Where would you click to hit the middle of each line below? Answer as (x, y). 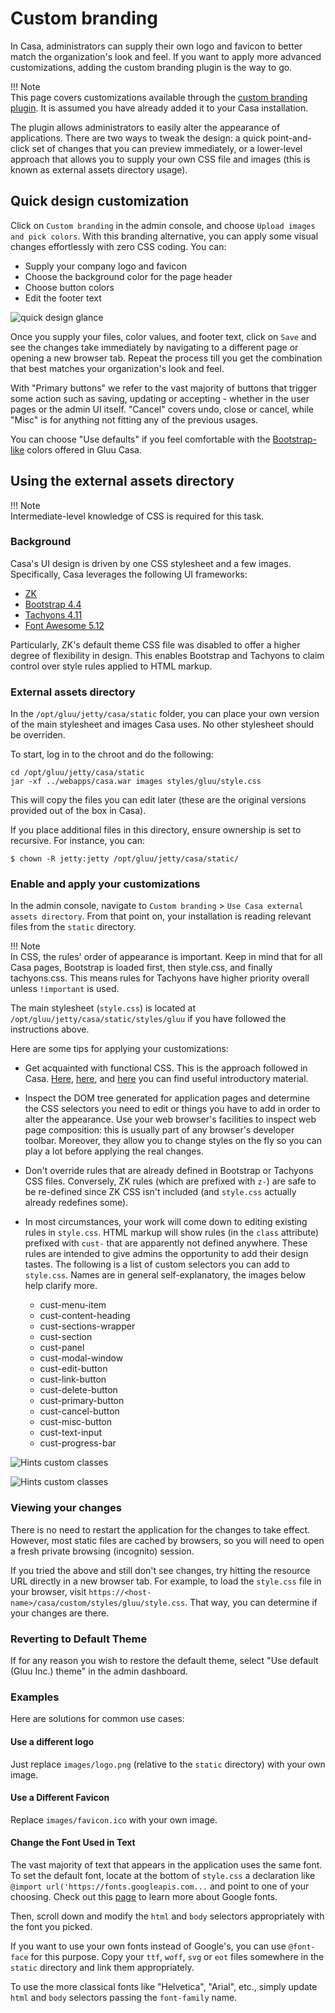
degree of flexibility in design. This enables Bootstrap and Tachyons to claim (167, 655)
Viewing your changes (66, 1508)
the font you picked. (51, 1926)
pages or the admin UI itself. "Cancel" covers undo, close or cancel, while (162, 409)
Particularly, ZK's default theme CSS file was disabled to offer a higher (155, 644)
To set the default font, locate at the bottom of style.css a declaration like (163, 1875)
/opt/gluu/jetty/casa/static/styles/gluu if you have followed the (148, 1019)
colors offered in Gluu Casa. (84, 449)
